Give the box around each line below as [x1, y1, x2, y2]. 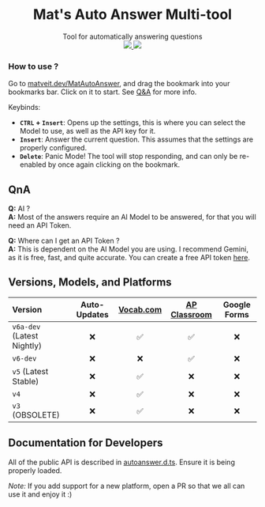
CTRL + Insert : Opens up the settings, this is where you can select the [19, 118, 246, 127]
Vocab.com [118, 304, 162, 315]
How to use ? [8, 61, 59, 72]
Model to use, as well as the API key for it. [19, 127, 156, 136]
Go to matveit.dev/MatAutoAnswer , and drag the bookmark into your [8, 79, 230, 89]
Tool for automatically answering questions [62, 32, 203, 41]
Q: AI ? [8, 204, 31, 214]
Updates [76, 308, 109, 320]
